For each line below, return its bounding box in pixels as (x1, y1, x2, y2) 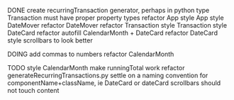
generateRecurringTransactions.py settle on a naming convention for (7, 71, 208, 79)
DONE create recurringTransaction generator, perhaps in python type (7, 6, 210, 14)
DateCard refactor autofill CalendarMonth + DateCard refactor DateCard (7, 28, 218, 37)
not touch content (7, 87, 60, 94)
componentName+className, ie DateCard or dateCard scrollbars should (7, 79, 221, 87)
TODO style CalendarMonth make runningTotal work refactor (7, 64, 185, 72)
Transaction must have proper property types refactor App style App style (7, 13, 225, 22)
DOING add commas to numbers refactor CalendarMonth (7, 50, 174, 58)
